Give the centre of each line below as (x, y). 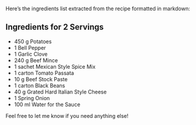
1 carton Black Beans (40, 85)
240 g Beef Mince (36, 60)
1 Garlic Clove (31, 54)
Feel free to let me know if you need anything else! (67, 116)
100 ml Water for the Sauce (47, 104)
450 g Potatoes (33, 41)
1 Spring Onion (32, 98)
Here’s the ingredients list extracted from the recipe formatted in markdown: (98, 9)
